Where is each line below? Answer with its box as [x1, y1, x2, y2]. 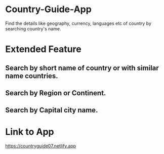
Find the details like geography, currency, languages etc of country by [5, 20, 152, 26]
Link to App [5, 126, 54, 138]
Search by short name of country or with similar [5, 63, 159, 72]
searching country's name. [5, 25, 62, 31]
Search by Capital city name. [5, 106, 98, 114]
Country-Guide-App [5, 4, 92, 15]
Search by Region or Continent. [5, 89, 106, 97]
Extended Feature [5, 44, 82, 55]
